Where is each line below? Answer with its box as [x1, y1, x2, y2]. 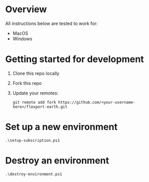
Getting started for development [5, 53, 144, 65]
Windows [12, 36, 32, 42]
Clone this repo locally [12, 70, 60, 76]
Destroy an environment [5, 155, 109, 166]
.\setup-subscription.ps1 [5, 138, 60, 143]
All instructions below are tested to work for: [5, 20, 98, 26]
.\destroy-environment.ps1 [5, 171, 62, 176]
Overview [5, 4, 47, 15]
